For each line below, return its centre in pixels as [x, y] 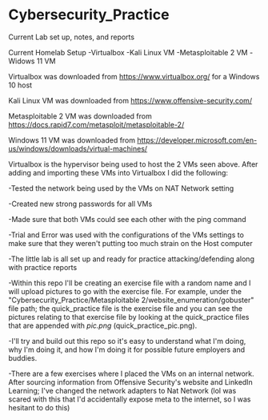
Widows [22, 61]
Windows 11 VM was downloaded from [72, 140]
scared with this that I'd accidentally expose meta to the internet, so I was [130, 399]
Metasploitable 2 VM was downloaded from [80, 116]
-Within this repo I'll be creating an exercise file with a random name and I [130, 283]
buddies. [23, 357]
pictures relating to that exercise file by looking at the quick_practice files [129, 317]
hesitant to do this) [39, 407]
